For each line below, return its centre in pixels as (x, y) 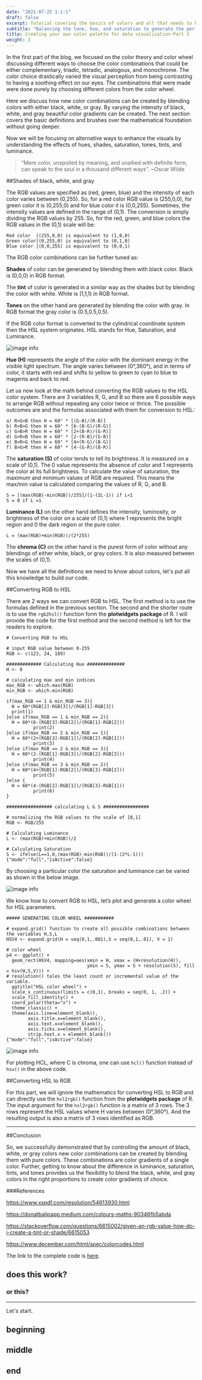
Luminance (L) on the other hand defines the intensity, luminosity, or (91, 512)
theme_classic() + (35, 1008)
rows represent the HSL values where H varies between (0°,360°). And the (99, 1112)
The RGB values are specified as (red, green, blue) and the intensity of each (100, 193)
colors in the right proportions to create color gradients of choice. (87, 1179)
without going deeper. (34, 126)
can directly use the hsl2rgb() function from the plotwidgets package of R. (100, 1099)
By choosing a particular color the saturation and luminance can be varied (98, 871)
